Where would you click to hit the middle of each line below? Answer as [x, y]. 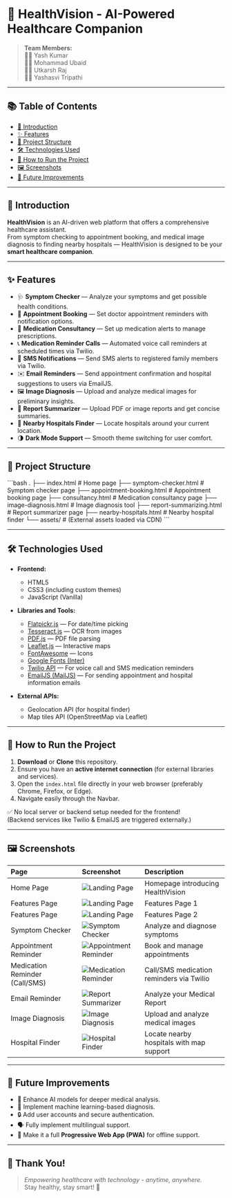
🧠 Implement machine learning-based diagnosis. [86, 1107]
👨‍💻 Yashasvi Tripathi [53, 77]
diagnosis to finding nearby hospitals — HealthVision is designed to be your [115, 244]
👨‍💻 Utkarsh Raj [45, 70]
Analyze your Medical [180, 994]
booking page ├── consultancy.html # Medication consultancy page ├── [112, 498]
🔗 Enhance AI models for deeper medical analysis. [89, 1100]
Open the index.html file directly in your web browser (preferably [110, 784]
